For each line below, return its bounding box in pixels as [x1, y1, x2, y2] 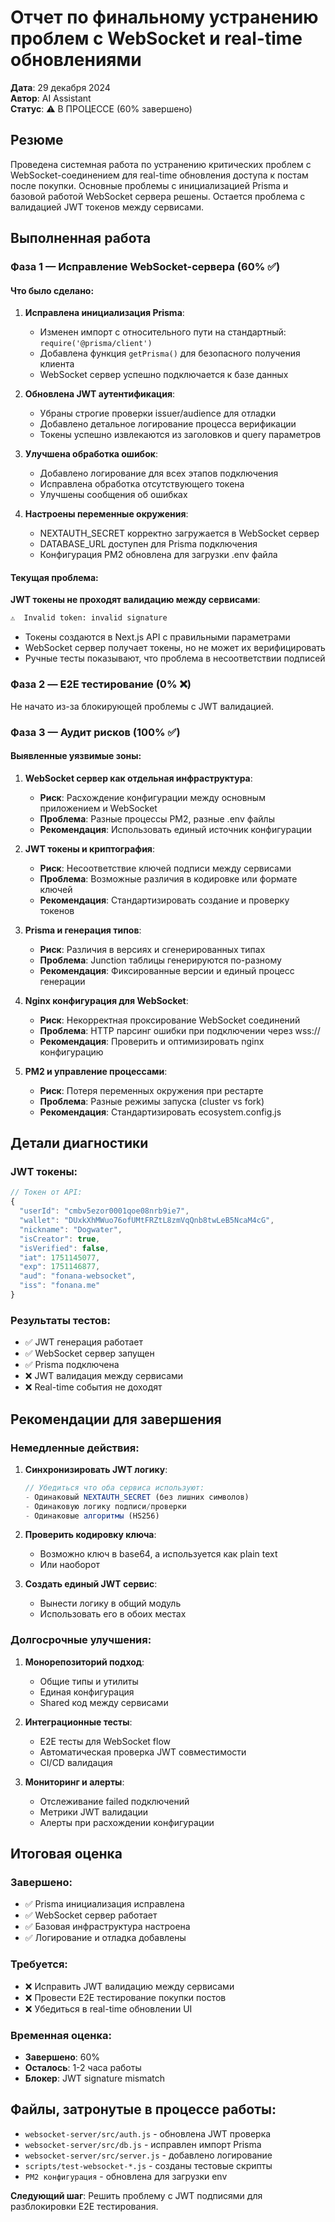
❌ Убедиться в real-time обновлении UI [24, 2002, 193, 2015]
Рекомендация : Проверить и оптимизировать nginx [39, 1035, 265, 1047]
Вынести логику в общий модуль [39, 1597, 182, 1610]
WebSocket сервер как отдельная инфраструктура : [24, 772, 253, 784]
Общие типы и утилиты [39, 1675, 139, 1687]
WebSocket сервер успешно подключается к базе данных [39, 369, 289, 381]
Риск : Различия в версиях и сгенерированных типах [39, 943, 266, 955]
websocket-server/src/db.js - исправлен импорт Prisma [24, 2138, 262, 2150]
